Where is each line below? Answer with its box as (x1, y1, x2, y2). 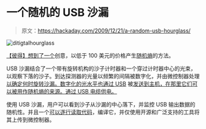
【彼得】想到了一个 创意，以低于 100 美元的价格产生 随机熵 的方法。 (6, 51, 175, 59)
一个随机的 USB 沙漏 (6, 6, 109, 20)
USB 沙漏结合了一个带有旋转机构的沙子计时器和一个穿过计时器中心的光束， (6, 65, 196, 72)
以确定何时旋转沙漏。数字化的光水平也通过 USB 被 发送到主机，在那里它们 (6, 80, 193, 87)
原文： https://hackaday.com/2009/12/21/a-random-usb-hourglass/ (21, 27, 191, 34)
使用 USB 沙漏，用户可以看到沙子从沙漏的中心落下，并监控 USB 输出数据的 (6, 100, 196, 108)
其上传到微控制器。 (6, 116, 55, 123)
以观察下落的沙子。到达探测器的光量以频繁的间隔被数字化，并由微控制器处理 (6, 72, 200, 79)
